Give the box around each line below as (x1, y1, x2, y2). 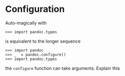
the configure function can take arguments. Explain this (5, 65, 120, 71)
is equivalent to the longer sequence (5, 38, 81, 44)
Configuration (5, 3, 65, 15)
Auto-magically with (5, 20, 47, 26)
